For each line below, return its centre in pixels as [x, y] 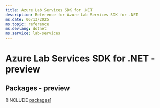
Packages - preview [38, 88]
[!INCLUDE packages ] [28, 100]
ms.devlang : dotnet [26, 29]
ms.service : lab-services [33, 33]
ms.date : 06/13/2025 [27, 19]
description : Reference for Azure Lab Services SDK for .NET [72, 15]
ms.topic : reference [27, 24]
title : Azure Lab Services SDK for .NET [49, 10]
